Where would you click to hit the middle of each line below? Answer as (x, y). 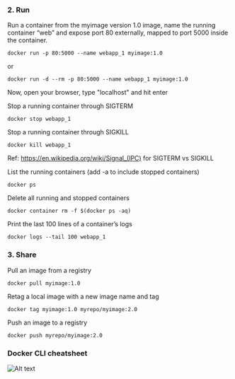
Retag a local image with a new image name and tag (83, 296)
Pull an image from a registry (50, 270)
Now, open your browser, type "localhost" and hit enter (88, 93)
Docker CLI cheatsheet (47, 353)
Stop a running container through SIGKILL (68, 132)
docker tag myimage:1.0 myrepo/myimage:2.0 (73, 309)
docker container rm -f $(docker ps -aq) (69, 211)
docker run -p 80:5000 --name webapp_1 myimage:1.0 (85, 53)
